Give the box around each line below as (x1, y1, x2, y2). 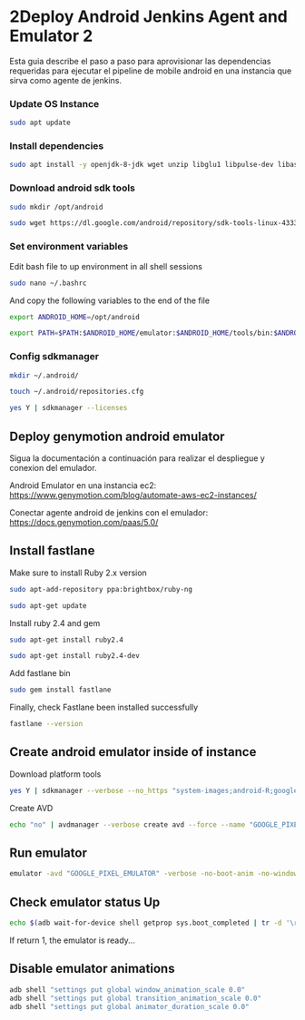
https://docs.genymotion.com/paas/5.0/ (9, 516, 159, 527)
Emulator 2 (9, 25, 93, 46)
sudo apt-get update (9, 601, 88, 610)
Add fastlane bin (9, 668, 71, 679)
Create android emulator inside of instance (9, 744, 257, 760)
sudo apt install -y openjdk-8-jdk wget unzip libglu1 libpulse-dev (9, 161, 274, 170)
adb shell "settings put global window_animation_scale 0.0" (9, 985, 246, 995)
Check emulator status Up (9, 894, 161, 909)
